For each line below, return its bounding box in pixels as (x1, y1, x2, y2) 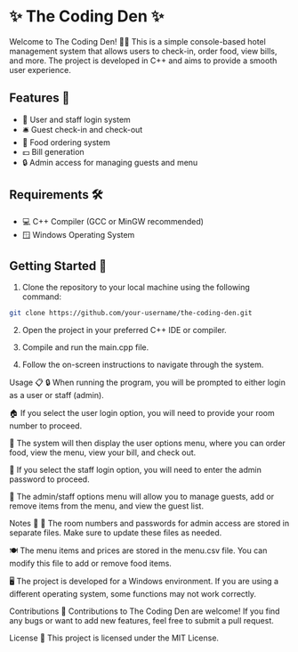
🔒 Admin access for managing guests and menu (21, 157, 198, 167)
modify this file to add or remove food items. (9, 558, 172, 569)
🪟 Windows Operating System (21, 229, 135, 240)
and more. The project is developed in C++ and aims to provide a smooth (9, 55, 278, 66)
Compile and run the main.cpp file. (21, 342, 149, 353)
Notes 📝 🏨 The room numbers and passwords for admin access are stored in (9, 518, 290, 529)
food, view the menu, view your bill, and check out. (9, 447, 197, 458)
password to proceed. (9, 474, 91, 485)
